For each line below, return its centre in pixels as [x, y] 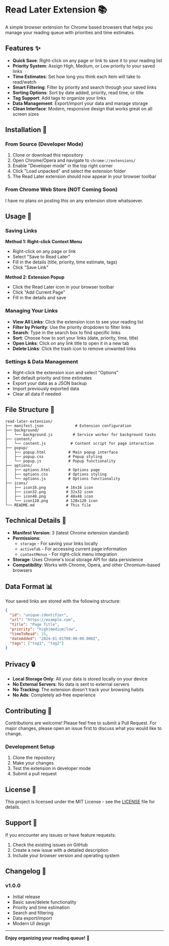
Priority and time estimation [41, 907]
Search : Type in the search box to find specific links [66, 332]
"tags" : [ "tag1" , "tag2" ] [37, 643]
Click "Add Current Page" [39, 292]
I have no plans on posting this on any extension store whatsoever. [74, 200]
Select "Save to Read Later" [41, 257]
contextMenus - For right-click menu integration [68, 554]
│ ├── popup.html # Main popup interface [62, 452]
